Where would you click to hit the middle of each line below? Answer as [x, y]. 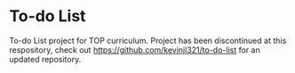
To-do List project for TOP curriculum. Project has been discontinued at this [148, 40]
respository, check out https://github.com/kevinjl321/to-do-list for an [135, 49]
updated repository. [45, 59]
